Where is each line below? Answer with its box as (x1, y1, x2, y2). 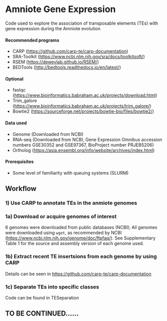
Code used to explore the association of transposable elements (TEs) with (5, 20, 158, 26)
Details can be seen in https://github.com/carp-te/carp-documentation (5, 271, 151, 277)
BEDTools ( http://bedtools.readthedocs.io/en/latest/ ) (12, 64, 121, 70)
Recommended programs (5, 37, 59, 43)
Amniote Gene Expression (5, 4, 116, 15)
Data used (5, 120, 27, 126)
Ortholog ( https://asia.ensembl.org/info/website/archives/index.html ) (12, 147, 155, 153)
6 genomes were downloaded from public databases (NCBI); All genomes (5, 224, 157, 230)
